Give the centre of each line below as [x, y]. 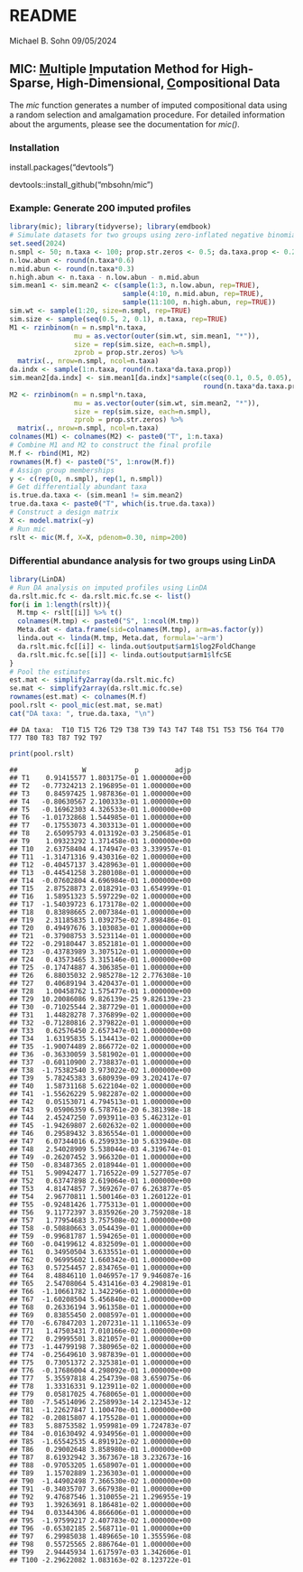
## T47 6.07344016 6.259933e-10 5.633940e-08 [101, 1141]
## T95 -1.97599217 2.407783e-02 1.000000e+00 [101, 1521]
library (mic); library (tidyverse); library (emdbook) [110, 227]
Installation [35, 147]
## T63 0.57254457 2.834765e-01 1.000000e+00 [101, 1268]
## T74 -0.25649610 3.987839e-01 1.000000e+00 [101, 1354]
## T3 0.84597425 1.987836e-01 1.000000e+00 [101, 794]
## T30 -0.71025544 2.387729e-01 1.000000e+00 [101, 1007]
